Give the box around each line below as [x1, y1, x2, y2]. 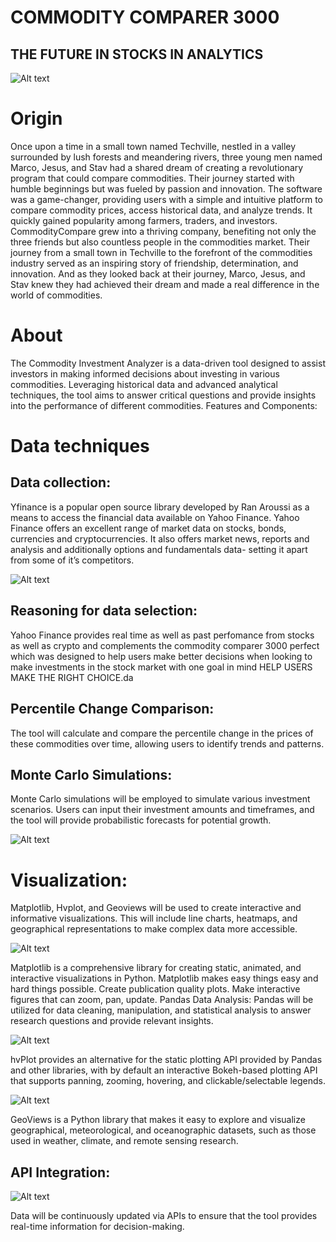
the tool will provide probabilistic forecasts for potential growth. [10, 814, 272, 826]
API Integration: [10, 1164, 111, 1181]
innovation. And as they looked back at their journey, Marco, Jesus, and [10, 267, 306, 280]
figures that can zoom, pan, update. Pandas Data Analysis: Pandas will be [10, 994, 314, 1006]
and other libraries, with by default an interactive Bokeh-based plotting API [10, 1064, 318, 1076]
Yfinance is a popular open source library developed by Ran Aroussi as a [10, 501, 310, 513]
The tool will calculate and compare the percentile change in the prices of [10, 727, 314, 739]
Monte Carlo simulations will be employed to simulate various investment [10, 793, 311, 805]
